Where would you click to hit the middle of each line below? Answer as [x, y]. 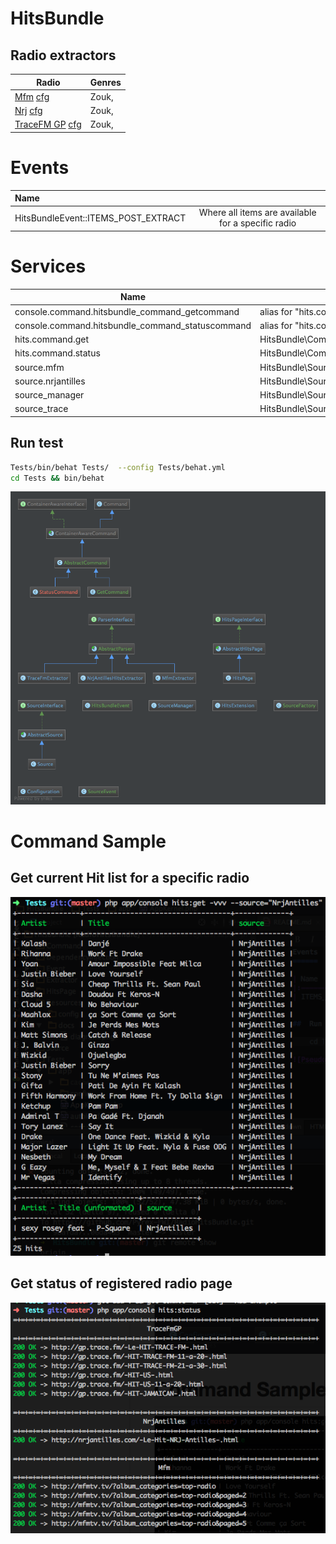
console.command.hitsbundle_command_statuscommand [133, 325]
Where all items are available [257, 213]
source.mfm [39, 367]
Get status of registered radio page [121, 1283]
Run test [37, 443]
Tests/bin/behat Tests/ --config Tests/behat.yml [118, 467]
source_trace [41, 409]
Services [48, 266]
